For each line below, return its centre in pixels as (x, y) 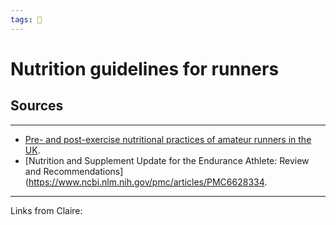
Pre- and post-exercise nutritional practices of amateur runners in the (168, 139)
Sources (37, 106)
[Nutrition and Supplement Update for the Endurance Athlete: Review (167, 160)
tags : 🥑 (26, 19)
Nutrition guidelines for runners (145, 68)
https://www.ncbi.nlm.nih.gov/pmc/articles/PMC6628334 (146, 182)
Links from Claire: (46, 210)
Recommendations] (83, 171)
